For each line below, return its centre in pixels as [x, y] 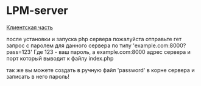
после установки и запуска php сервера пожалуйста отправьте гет [94, 39]
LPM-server [37, 11]
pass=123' [19, 51]
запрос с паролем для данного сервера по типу [69, 45]
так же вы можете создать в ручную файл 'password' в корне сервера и [100, 70]
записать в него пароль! [38, 76]
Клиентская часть [30, 27]
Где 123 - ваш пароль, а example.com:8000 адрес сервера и [112, 51]
